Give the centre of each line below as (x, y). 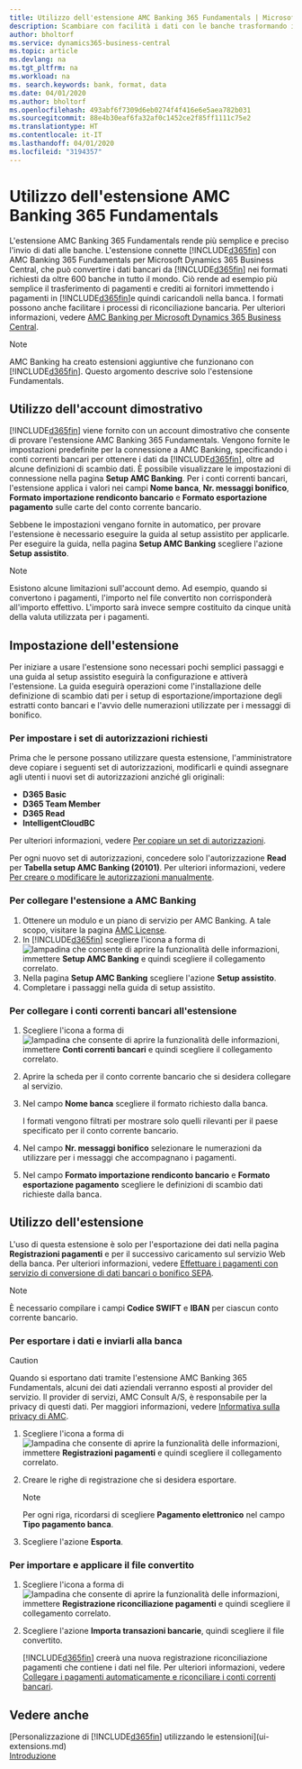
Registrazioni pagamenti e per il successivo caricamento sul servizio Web (147, 1254)
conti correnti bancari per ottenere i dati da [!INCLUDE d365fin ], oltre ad (142, 460)
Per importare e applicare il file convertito (102, 1565)
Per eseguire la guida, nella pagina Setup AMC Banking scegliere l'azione (146, 544)
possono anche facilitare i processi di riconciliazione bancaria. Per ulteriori (147, 307)
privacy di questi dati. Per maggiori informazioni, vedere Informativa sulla (145, 1407)
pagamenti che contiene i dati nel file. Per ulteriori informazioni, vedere (154, 1667)
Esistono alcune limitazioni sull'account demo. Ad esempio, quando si (138, 588)
